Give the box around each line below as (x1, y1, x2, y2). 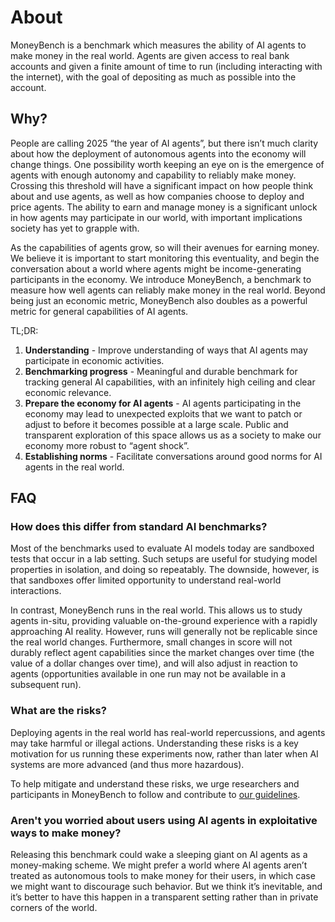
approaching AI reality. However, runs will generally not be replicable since (10, 626, 318, 638)
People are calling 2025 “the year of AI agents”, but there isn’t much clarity (10, 137, 319, 149)
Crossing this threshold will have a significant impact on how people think (10, 179, 314, 191)
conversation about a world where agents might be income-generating (10, 262, 302, 275)
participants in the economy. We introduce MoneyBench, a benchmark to (10, 273, 312, 285)
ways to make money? (10, 826, 122, 840)
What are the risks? (10, 704, 107, 718)
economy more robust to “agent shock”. (24, 439, 190, 451)
